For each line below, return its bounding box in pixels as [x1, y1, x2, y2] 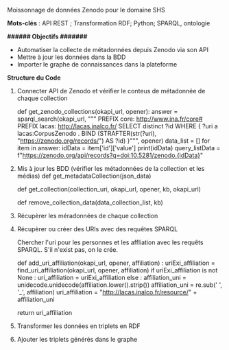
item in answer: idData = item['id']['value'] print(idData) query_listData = [16, 144, 221, 152]
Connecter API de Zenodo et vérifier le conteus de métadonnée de [16, 87, 206, 95]
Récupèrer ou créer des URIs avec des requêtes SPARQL [16, 225, 178, 233]
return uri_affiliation [16, 309, 73, 316]
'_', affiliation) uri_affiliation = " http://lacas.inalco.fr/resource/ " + [16, 288, 197, 296]
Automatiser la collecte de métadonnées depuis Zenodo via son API [16, 46, 209, 54]
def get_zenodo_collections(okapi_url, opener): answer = [16, 108, 178, 115]
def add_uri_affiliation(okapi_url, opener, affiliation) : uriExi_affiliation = [16, 259, 215, 267]
